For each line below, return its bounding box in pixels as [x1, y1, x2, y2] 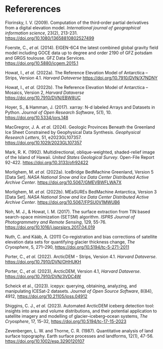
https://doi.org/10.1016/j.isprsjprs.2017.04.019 [5, 224, 95, 230]
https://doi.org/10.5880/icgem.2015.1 [5, 60, 79, 66]
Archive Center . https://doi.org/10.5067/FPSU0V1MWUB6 [5, 199, 120, 205]
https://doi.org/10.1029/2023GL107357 [5, 139, 82, 145]
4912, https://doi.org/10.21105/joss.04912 [5, 293, 88, 299]
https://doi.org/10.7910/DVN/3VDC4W [5, 273, 81, 279]
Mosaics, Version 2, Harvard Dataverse [5, 89, 84, 95]
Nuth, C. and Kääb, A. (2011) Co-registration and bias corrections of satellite [5, 234, 157, 240]
